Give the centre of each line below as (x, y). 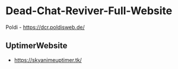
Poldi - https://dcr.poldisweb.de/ (45, 27)
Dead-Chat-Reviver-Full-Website (89, 11)
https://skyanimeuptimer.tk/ (48, 60)
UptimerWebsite (36, 46)
